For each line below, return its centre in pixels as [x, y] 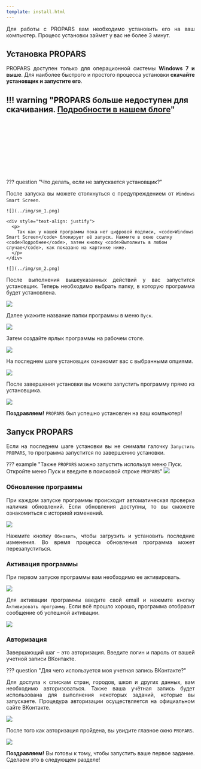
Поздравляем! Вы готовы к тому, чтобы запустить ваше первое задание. [100, 753]
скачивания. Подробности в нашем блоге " [91, 109]
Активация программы [42, 564]
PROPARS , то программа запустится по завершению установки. [86, 453]
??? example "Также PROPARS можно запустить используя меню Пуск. [94, 464]
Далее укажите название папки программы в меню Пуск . [80, 315]
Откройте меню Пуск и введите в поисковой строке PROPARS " [84, 471]
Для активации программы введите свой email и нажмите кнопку [100, 600]
